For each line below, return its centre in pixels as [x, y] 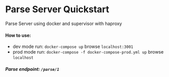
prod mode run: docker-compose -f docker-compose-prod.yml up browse [88, 52]
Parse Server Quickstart [57, 9]
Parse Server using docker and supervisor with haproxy [64, 23]
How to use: [18, 35]
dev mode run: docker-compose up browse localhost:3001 [73, 46]
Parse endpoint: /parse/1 [32, 69]
